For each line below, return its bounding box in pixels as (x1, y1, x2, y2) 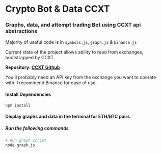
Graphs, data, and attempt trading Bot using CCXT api (5, 21, 141, 29)
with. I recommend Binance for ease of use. (5, 80, 97, 86)
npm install (5, 103, 31, 108)
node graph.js (5, 143, 36, 148)
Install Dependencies (5, 91, 51, 97)
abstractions (5, 28, 38, 35)
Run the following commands (5, 125, 69, 131)
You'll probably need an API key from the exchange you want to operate (5, 74, 156, 81)
